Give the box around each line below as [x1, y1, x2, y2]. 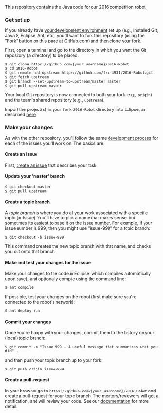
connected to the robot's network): [5, 299, 75, 305]
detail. [5, 403, 18, 409]
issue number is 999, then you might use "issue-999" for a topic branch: [5, 225, 151, 231]
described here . [5, 112, 37, 118]
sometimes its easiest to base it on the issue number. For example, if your [5, 220, 152, 226]
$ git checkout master [5, 184, 51, 189]
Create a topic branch [5, 199, 50, 205]
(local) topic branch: [5, 335, 46, 341]
